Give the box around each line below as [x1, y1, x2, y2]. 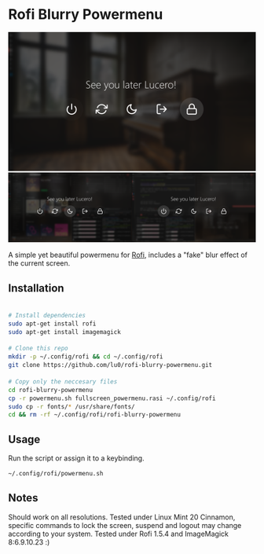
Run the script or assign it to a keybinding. [8, 453, 145, 463]
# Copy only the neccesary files [8, 377, 118, 386]
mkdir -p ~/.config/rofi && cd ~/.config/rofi [8, 353, 163, 361]
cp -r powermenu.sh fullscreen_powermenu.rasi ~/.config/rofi [8, 394, 216, 402]
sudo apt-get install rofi [8, 320, 97, 328]
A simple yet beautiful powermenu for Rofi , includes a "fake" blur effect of [8, 250, 247, 260]
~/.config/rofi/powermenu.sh [8, 470, 104, 478]
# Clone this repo [8, 344, 68, 353]
